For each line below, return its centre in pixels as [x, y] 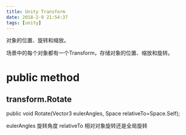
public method [43, 77]
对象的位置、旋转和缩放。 [38, 40]
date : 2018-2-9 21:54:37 [37, 17]
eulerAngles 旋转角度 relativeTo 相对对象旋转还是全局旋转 [77, 126]
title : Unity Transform [36, 12]
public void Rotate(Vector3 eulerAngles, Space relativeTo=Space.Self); [93, 114]
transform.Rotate [39, 99]
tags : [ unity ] [24, 23]
